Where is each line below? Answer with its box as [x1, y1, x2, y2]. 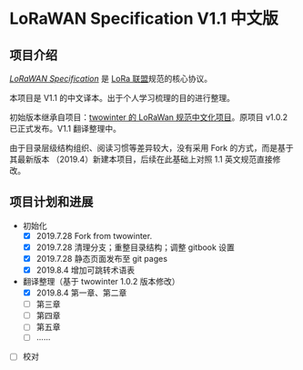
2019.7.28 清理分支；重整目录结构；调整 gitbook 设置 [35, 242, 235, 253]
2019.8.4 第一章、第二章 [35, 287, 127, 298]
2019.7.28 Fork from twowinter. [35, 230, 153, 241]
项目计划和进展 [9, 195, 94, 210]
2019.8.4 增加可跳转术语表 [35, 265, 136, 275]
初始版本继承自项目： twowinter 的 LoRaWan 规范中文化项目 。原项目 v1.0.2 [9, 112, 288, 123]
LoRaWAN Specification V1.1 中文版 [9, 8, 279, 29]
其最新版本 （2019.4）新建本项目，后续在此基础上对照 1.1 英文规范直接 [9, 154, 273, 165]
